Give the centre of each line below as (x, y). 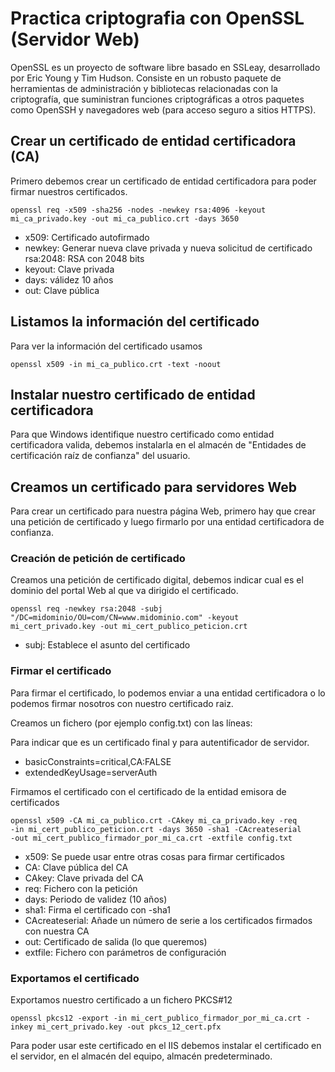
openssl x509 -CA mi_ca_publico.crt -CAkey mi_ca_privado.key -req (154, 820)
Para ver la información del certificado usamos (106, 346)
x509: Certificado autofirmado (87, 237)
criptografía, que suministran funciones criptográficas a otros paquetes (157, 99)
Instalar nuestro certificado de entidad (133, 394)
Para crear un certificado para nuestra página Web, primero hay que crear (163, 511)
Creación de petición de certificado (98, 559)
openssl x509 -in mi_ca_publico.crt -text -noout (116, 364)
